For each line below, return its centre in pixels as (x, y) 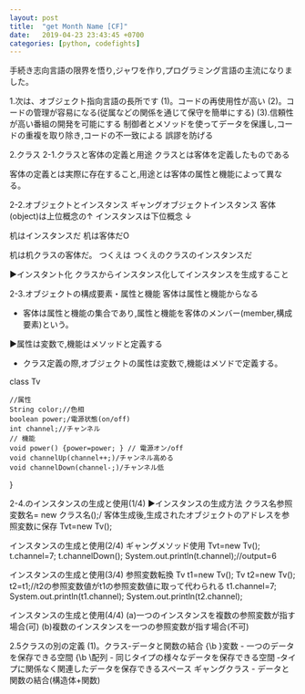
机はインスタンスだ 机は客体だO (70, 236)
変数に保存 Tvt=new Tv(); (65, 526)
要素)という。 (48, 325)
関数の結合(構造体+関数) (55, 680)
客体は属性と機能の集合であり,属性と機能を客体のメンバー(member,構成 (158, 313)
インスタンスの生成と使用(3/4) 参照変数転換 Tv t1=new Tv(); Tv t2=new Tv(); (152, 575)
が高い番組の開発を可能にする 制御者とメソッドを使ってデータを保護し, (143, 124)
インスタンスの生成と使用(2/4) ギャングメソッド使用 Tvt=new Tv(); (135, 546)
